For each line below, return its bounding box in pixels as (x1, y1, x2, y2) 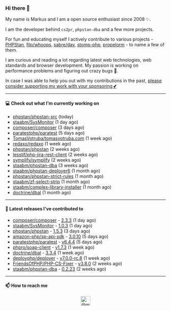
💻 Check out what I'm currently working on (5, 100, 99, 106)
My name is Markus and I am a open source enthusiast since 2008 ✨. (5, 16, 151, 22)
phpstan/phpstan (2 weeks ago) (12, 146, 80, 152)
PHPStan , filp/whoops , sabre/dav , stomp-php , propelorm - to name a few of (5, 42, 164, 48)
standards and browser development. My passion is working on (5, 62, 139, 68)
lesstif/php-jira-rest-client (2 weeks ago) (12, 151, 98, 158)
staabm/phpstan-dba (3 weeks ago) (12, 162, 89, 168)
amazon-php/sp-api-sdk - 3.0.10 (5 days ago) (12, 233, 108, 239)
